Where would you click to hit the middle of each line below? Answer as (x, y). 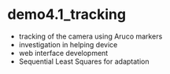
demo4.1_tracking (67, 15)
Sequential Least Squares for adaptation (84, 61)
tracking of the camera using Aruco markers (91, 36)
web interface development (63, 53)
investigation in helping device (68, 44)
